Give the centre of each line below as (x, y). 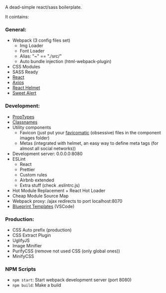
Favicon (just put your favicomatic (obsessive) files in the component (90, 132)
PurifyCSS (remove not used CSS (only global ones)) (66, 251)
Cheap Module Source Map (40, 196)
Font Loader (32, 51)
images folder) (34, 138)
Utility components (31, 127)
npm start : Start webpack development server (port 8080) (72, 280)
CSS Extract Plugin (31, 235)
